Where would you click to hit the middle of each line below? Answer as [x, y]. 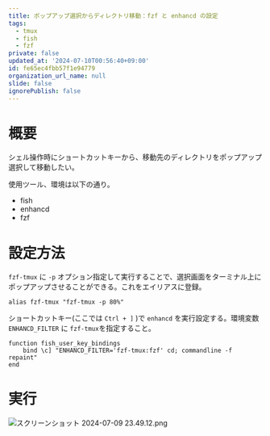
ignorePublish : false [45, 91]
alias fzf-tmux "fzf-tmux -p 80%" [66, 302]
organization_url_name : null [57, 76]
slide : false [30, 83]
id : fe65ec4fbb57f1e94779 [52, 69]
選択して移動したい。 [44, 167]
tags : [17, 23]
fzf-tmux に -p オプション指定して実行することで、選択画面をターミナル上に [135, 277]
